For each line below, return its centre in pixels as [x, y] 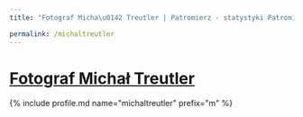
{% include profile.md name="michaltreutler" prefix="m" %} [121, 103]
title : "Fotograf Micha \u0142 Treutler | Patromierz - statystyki [137, 18]
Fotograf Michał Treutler [102, 78]
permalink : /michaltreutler [62, 34]
